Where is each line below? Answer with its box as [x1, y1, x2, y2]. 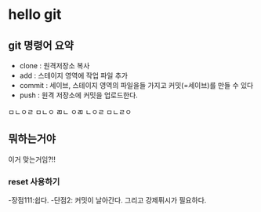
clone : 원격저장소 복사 [19, 61, 90, 70]
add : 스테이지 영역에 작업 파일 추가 [19, 71, 128, 80]
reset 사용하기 [8, 176, 60, 187]
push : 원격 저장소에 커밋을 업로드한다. [19, 90, 139, 100]
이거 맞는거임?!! [8, 155, 56, 164]
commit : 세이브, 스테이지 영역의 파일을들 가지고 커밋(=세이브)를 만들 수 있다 [19, 81, 254, 90]
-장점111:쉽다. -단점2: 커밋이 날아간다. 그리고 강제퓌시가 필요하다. [8, 196, 207, 205]
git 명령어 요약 [8, 38, 74, 52]
